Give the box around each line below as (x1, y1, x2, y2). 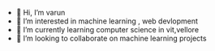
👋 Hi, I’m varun (15, 8, 66, 17)
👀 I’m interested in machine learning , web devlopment (15, 16, 199, 26)
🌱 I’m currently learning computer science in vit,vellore (15, 25, 200, 34)
